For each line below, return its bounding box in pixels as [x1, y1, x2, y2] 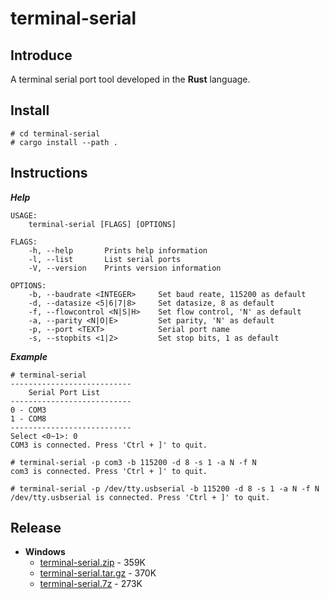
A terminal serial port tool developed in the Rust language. [10, 73, 251, 85]
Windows [24, 546, 66, 558]
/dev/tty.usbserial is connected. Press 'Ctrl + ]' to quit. [10, 492, 271, 502]
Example [10, 350, 48, 362]
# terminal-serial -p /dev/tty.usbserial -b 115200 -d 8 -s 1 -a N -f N [10, 483, 320, 494]
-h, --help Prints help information [28, 245, 208, 256]
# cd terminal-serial [10, 128, 101, 139]
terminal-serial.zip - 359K [39, 557, 146, 569]
